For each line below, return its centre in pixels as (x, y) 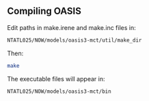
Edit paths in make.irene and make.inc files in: (71, 27)
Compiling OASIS (44, 11)
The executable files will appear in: (56, 78)
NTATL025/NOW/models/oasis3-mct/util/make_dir (74, 40)
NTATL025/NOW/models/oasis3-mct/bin (59, 91)
